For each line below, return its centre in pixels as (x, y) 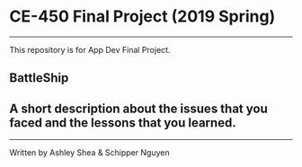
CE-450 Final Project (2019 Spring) (142, 17)
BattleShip (39, 78)
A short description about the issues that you (138, 108)
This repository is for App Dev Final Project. (90, 49)
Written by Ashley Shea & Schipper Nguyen (89, 153)
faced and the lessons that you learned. (123, 123)
